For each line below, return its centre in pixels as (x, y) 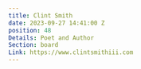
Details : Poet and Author (51, 38)
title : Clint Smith (41, 15)
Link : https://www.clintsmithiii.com (71, 52)
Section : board (33, 45)
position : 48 (30, 30)
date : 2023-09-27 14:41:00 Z (57, 23)
